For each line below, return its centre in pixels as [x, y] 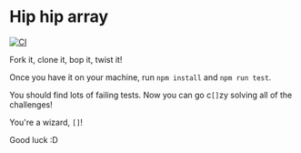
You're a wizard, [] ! [46, 122]
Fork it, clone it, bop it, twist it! [66, 59]
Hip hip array [59, 17]
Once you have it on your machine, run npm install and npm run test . [140, 77]
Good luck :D [34, 139]
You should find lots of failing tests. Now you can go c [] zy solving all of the [151, 95]
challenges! [31, 104]
